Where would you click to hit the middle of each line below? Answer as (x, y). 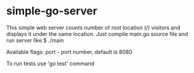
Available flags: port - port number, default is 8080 (70, 51)
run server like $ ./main (35, 40)
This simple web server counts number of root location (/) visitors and (93, 28)
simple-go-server (52, 11)
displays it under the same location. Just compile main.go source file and (97, 34)
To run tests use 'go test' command (50, 63)
